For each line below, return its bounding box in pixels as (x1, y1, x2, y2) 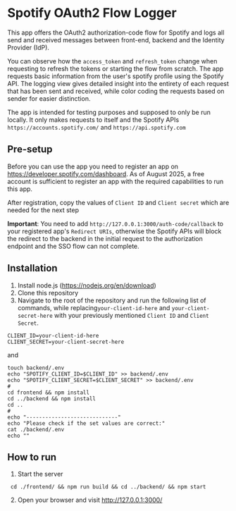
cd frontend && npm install (7, 389, 90, 396)
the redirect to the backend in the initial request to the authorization (7, 234, 203, 242)
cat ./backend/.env (7, 426, 65, 433)
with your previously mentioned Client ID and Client (54, 311, 209, 319)
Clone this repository (17, 288, 79, 297)
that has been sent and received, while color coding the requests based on (7, 87, 225, 95)
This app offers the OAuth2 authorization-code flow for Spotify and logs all (7, 28, 225, 37)
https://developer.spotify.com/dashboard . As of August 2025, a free (7, 169, 205, 178)
